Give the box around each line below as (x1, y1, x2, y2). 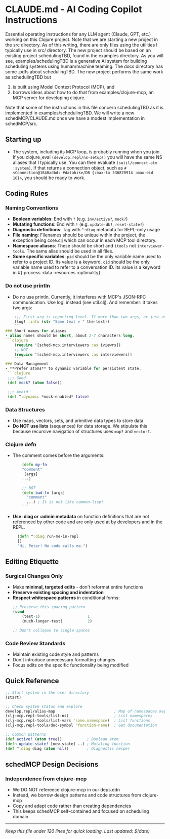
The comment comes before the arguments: (12, 452, 105, 458)
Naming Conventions (5, 204, 59, 212)
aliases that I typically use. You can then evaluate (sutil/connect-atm (12, 159, 158, 165)
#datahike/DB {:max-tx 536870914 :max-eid (62, 170, 153, 175)
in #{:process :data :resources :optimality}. (12, 270, 102, 276)
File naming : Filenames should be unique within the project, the (12, 232, 146, 238)
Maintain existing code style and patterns (12, 651, 99, 657)
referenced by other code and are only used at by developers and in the (12, 519, 163, 525)
